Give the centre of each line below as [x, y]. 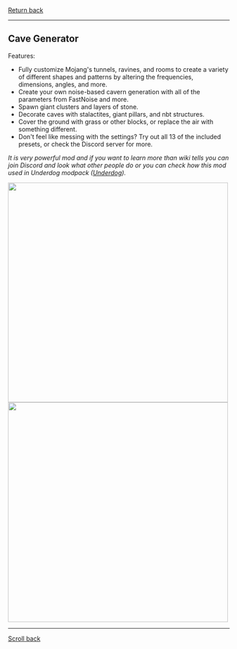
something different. [47, 129]
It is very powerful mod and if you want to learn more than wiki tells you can [118, 158]
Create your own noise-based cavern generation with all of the [109, 91]
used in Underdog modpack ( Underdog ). [67, 172]
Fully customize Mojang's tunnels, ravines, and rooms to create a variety [123, 69]
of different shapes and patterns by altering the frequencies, [106, 77]
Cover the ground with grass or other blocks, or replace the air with [116, 122]
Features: [22, 56]
